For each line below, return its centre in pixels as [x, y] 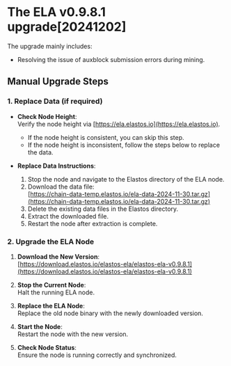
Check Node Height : [47, 116]
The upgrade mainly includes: [50, 46]
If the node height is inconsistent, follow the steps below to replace [124, 145]
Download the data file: [61, 186]
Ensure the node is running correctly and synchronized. [97, 355]
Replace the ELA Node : [51, 305]
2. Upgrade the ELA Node [51, 241]
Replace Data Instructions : [56, 166]
